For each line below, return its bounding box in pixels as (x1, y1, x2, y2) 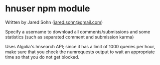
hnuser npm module (5, 3, 91, 14)
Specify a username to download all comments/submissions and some (5, 29, 151, 34)
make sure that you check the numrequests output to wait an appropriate (5, 49, 156, 55)
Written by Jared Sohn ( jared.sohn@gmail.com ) (5, 19, 103, 25)
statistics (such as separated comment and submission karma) (5, 34, 134, 40)
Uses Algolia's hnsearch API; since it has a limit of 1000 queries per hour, (5, 43, 156, 49)
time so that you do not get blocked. (5, 54, 80, 60)
